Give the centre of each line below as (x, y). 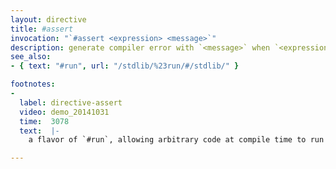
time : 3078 (44, 121)
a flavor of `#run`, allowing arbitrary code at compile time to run (176, 140)
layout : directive (48, 19)
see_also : (31, 57)
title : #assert (42, 29)
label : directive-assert (71, 102)
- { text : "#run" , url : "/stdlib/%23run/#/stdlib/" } (125, 66)
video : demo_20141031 (64, 112)
